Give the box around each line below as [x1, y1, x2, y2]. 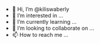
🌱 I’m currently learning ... [12, 18, 77, 25]
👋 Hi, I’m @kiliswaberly [12, 6, 70, 12]
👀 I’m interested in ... [12, 12, 64, 19]
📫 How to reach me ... [12, 32, 68, 38]
